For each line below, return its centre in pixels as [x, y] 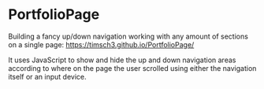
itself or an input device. [47, 76]
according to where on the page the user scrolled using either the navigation [132, 68]
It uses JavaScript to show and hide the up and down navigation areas [122, 60]
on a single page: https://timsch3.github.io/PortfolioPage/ [101, 44]
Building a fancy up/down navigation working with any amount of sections [128, 36]
